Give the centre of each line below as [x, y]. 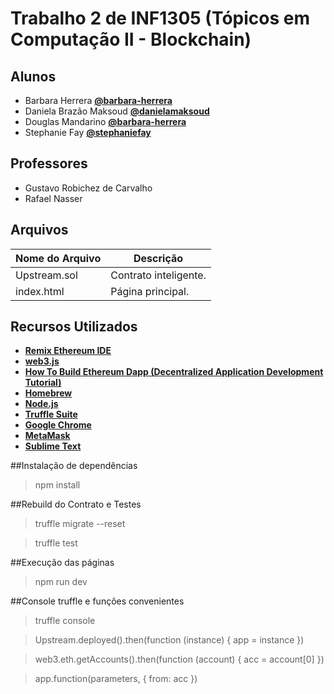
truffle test [56, 543]
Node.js [41, 404]
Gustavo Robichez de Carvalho [88, 188]
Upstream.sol [46, 275]
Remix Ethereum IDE [68, 351]
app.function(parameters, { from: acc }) [116, 679]
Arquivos [39, 230]
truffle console [65, 621]
